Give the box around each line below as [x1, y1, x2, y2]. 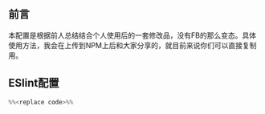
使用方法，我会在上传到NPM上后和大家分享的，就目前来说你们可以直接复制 [8, 40, 257, 50]
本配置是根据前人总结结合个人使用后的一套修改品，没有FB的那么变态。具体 [8, 31, 257, 40]
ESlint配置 [8, 76, 59, 90]
